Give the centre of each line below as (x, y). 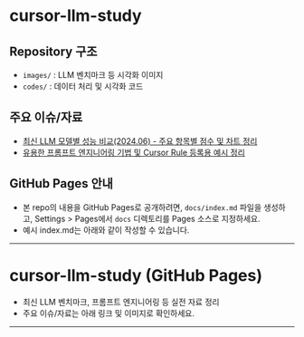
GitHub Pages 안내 (61, 183)
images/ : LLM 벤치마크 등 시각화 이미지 (93, 75)
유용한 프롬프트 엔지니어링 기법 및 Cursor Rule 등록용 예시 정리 (134, 152)
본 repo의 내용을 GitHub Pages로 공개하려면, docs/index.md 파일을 (142, 207)
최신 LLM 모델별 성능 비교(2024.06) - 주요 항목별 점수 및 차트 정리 (140, 140)
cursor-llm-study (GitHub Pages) (136, 275)
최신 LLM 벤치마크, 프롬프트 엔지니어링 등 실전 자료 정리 (121, 302)
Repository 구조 (53, 51)
